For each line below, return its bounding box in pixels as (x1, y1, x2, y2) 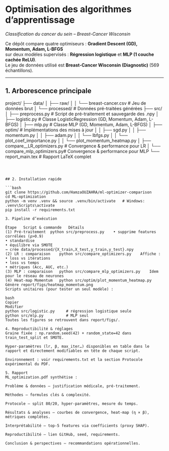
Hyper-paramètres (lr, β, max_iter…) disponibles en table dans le (5, 344, 150, 349)
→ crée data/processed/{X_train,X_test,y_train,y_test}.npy (5, 247, 134, 252)
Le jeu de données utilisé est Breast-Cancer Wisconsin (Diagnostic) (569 (5, 62, 159, 68)
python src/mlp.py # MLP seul (5, 313, 89, 318)
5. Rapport (5, 370, 28, 375)
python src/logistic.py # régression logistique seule (5, 309, 132, 314)
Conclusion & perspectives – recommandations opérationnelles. (5, 440, 141, 446)
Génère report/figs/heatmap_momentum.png (5, 282, 94, 287)
